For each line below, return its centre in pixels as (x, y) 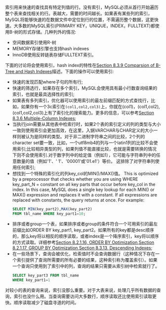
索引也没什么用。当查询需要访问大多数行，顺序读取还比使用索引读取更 (85, 296)
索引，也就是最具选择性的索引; (43, 94)
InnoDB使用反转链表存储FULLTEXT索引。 (54, 55)
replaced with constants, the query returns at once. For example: (78, 200)
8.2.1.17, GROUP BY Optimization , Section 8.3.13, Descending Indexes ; (82, 248)
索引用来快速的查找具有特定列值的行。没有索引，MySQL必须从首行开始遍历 (82, 7)
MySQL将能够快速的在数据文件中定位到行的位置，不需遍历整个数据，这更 (80, 19)
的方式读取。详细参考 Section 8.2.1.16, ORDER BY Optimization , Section (83, 242)
